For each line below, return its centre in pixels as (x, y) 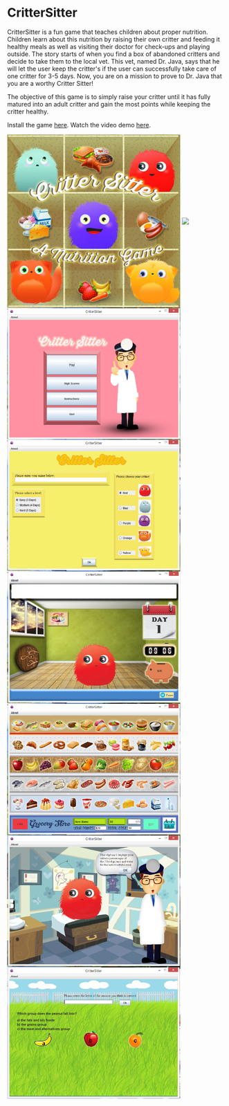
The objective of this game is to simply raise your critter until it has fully (109, 97)
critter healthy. (28, 111)
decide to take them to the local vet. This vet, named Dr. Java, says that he (113, 61)
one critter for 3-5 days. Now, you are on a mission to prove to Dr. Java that (115, 76)
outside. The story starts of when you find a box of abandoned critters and (113, 54)
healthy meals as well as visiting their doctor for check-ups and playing (109, 46)
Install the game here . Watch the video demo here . (79, 125)
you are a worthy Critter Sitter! (50, 83)
